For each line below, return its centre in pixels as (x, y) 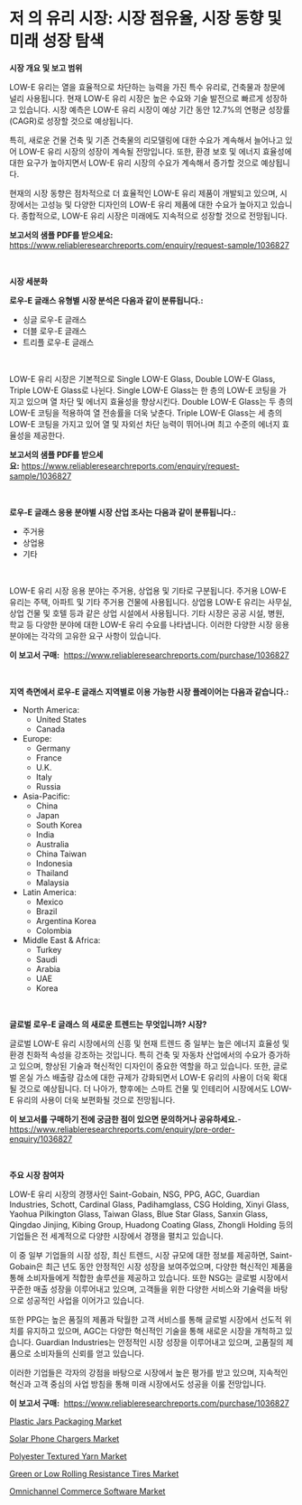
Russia (48, 786)
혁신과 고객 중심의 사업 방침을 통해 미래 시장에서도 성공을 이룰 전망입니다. (138, 1384)
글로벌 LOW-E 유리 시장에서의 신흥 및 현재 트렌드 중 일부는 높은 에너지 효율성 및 (150, 1043)
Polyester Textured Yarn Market (69, 1456)
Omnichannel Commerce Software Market (87, 1491)
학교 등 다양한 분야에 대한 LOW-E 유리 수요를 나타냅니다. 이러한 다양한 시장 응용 (150, 624)
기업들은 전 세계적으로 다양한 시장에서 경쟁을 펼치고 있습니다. (116, 1236)
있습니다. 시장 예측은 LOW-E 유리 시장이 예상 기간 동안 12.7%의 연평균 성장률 (154, 109)
